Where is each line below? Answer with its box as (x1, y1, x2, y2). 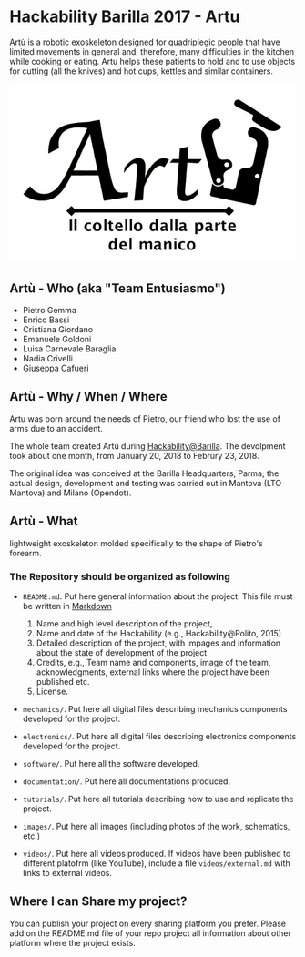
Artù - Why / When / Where (9, 389, 168, 404)
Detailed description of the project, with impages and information (36, 637, 281, 648)
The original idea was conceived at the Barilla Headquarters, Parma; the (9, 467, 280, 479)
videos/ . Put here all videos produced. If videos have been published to (22, 848, 291, 859)
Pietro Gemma (22, 305, 77, 315)
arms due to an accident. (9, 423, 103, 433)
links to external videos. (22, 867, 112, 878)
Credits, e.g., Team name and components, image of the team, (36, 657, 271, 667)
